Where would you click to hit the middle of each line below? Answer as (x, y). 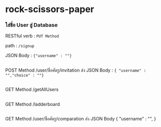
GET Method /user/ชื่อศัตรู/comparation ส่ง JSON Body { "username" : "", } (80, 119)
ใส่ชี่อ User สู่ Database (32, 25)
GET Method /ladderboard (33, 104)
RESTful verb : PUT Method (32, 36)
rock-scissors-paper (50, 9)
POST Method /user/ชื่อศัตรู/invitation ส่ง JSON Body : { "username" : (76, 70)
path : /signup (20, 46)
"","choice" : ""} (25, 75)
